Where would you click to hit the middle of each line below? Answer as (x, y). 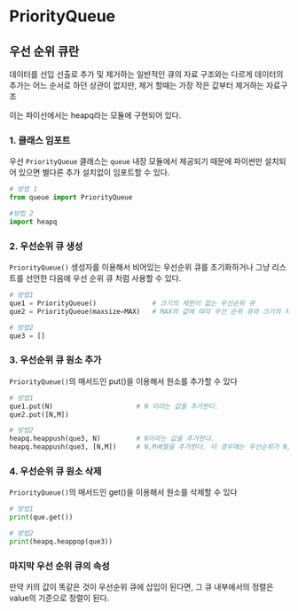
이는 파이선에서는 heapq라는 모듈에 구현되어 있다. (95, 115)
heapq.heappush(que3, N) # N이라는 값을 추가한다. (112, 439)
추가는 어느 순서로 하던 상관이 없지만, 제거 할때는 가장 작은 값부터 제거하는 (137, 85)
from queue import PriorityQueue (71, 198)
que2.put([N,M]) (39, 414)
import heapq (33, 222)
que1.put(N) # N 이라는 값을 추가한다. (114, 406)
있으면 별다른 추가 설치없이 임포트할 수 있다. (94, 172)
